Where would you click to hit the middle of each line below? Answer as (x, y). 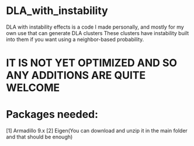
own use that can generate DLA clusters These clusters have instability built (97, 33)
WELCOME (33, 88)
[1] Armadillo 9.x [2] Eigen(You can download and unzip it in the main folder (97, 131)
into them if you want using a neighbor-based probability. (75, 39)
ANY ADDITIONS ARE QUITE (76, 76)
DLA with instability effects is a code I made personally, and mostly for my (95, 27)
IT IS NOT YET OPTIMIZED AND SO (91, 63)
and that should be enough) (39, 137)
